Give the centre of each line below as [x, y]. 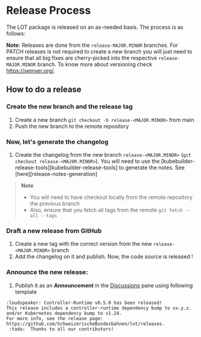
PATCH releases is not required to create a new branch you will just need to [99, 51]
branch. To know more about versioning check [94, 64]
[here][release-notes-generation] [56, 174]
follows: [16, 33]
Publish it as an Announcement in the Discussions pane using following [104, 285]
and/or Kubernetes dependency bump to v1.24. [64, 313]
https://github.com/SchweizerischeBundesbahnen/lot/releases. [85, 324]
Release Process [49, 11]
